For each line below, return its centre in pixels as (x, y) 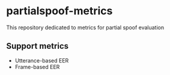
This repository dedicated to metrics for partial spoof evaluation (85, 27)
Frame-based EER (37, 67)
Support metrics (38, 46)
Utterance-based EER (42, 60)
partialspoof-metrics (59, 11)
